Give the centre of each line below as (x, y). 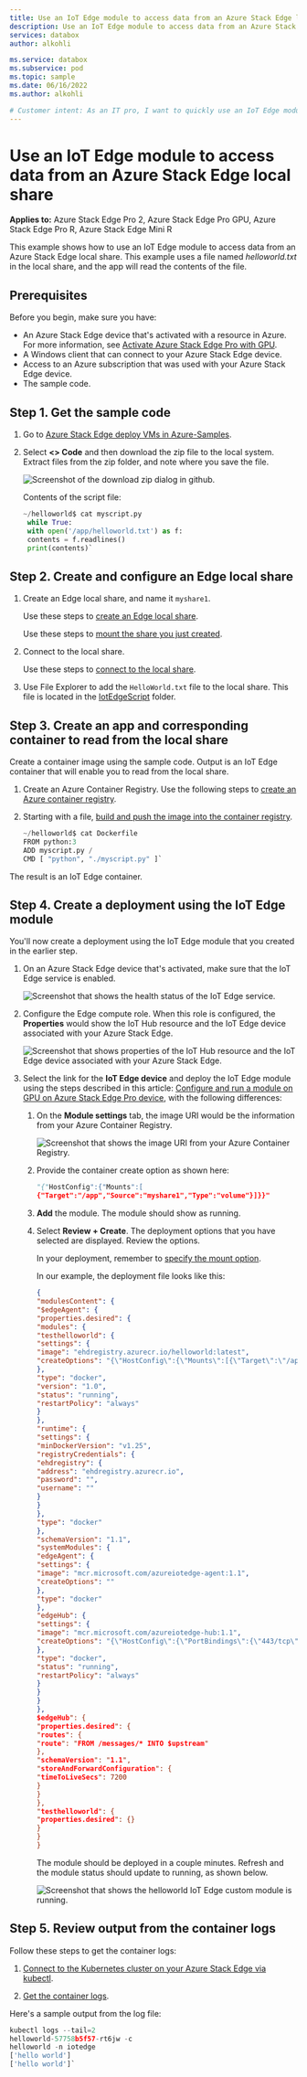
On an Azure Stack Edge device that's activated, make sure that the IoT (157, 969)
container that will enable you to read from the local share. (119, 772)
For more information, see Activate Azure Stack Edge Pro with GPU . (150, 345)
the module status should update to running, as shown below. (152, 1872)
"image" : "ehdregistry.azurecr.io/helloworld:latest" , (143, 1353)
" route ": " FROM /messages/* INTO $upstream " (122, 1743)
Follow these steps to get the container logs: (93, 1950)
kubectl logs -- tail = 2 (53, 2030)
